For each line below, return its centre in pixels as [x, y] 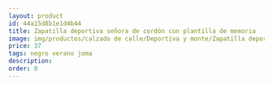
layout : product [36, 16]
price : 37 [25, 46]
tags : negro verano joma [50, 53]
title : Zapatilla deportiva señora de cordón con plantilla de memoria [132, 31]
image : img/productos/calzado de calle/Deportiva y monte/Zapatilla [127, 38]
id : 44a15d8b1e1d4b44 [45, 23]
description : [30, 62]
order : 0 [23, 69]
